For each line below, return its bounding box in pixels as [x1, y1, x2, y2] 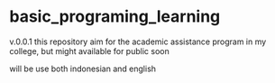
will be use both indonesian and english [9, 63, 156, 74]
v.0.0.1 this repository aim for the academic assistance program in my [9, 36, 267, 47]
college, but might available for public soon [9, 45, 170, 56]
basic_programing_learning [9, 6, 221, 27]
